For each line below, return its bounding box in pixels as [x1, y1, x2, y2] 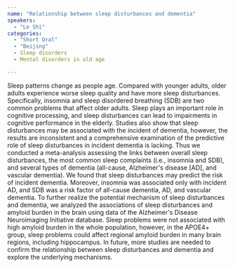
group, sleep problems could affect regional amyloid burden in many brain [7, 230, 222, 239]
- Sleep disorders [13, 50, 68, 57]
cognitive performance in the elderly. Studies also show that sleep [7, 119, 199, 127]
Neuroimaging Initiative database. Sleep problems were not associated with [7, 215, 226, 224]
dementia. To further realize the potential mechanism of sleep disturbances [7, 193, 225, 201]
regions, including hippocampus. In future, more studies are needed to [7, 238, 211, 246]
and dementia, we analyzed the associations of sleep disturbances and [7, 201, 213, 209]
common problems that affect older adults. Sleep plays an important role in [7, 103, 224, 112]
